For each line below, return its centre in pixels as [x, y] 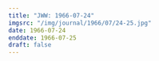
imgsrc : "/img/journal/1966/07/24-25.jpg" [80, 23]
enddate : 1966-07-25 [43, 38]
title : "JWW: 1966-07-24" [51, 15]
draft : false [30, 45]
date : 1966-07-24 [37, 30]
